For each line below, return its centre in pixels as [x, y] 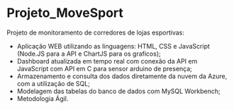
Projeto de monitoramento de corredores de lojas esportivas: [96, 32]
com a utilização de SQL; [53, 83]
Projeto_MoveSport [65, 13]
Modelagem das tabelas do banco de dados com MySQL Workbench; [118, 91]
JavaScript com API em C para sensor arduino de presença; [105, 68]
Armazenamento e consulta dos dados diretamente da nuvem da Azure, [122, 76]
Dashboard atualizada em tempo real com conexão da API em [107, 61]
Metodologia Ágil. [43, 98]
